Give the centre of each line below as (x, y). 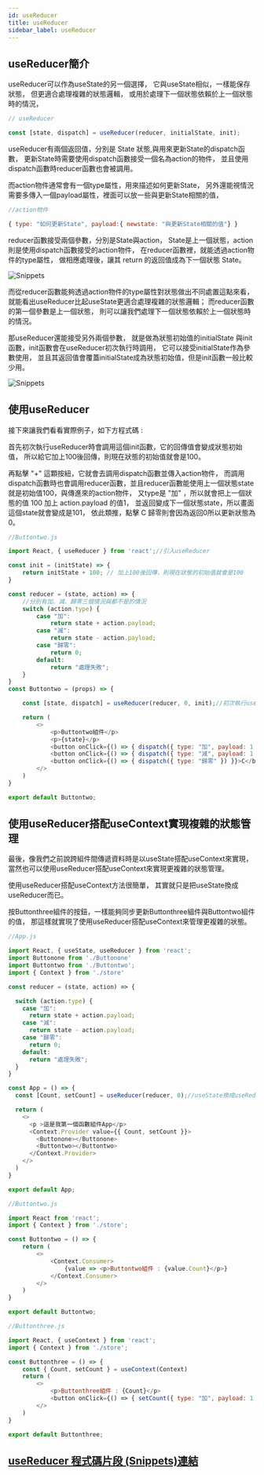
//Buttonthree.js (37, 1327)
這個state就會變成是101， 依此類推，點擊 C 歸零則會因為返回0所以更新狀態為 (132, 512)
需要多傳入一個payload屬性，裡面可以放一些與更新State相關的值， (115, 195)
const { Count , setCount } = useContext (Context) (105, 1369)
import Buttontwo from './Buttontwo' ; (71, 966)
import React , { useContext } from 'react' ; (82, 1340)
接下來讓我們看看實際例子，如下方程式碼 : (75, 430)
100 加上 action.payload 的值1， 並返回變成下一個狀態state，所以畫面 (142, 503)
